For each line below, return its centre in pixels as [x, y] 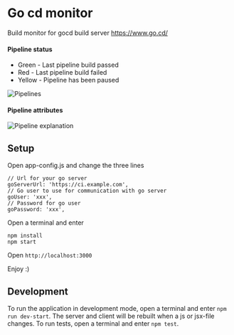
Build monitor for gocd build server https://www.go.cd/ [88, 33]
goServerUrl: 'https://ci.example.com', [68, 185]
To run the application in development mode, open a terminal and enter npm [117, 308]
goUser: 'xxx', [30, 197]
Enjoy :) [18, 269]
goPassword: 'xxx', [36, 210]
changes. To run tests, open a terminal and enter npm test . [93, 323]
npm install [25, 236]
